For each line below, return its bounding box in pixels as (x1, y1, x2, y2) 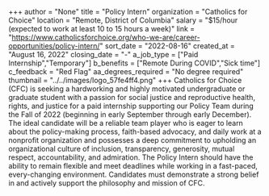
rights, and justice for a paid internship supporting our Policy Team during (8, 101, 254, 111)
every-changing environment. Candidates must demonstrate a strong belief (8, 169, 259, 179)
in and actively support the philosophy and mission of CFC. (8, 178, 205, 188)
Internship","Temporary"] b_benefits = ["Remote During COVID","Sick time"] (8, 58, 261, 68)
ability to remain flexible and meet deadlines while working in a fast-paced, (8, 161, 258, 170)
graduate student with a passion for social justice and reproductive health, (8, 93, 256, 102)
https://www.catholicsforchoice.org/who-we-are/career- (11, 32, 200, 42)
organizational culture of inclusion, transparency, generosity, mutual (8, 144, 235, 153)
